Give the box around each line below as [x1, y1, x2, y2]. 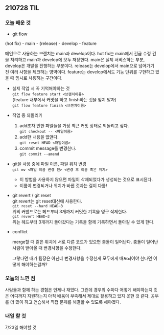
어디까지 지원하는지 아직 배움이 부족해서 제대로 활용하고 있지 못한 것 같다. [10, 293, 150, 299]
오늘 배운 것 [5, 20, 31, 26]
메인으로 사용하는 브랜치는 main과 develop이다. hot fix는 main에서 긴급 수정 [5, 50, 151, 56]
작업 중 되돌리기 [12, 112, 43, 118]
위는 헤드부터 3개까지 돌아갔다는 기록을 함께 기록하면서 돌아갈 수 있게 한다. [12, 219, 155, 224]
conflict [12, 228, 28, 234]
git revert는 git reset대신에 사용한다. [12, 198, 82, 204]
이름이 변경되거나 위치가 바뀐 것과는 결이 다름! [19, 182, 107, 188]
